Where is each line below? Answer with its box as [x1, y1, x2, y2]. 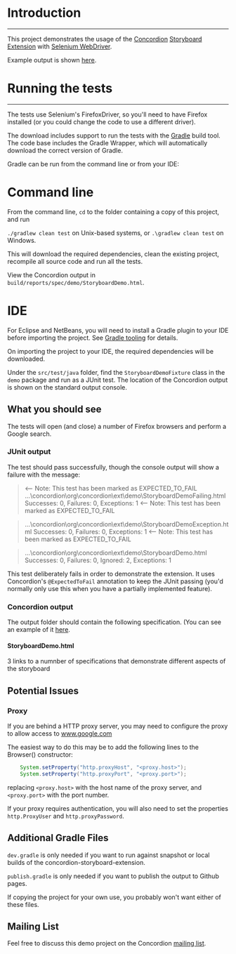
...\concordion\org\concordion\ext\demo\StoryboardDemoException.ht [24, 519, 229, 528]
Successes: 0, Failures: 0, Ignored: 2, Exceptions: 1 [24, 556, 172, 564]
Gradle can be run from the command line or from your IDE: [7, 159, 179, 168]
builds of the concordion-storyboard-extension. [7, 858, 145, 866]
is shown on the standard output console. [7, 383, 128, 391]
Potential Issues [7, 684, 79, 696]
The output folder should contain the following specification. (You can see [7, 618, 221, 626]
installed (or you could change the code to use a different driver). [7, 117, 196, 126]
